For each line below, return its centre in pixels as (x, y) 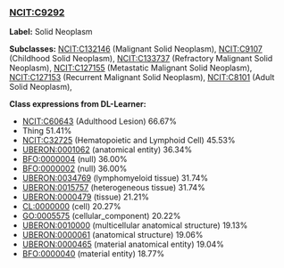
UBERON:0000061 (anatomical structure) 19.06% (113, 235)
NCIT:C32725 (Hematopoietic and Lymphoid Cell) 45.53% (129, 141)
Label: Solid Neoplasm (51, 32)
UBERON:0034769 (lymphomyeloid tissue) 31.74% (115, 178)
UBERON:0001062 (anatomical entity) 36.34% (107, 150)
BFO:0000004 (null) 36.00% (75, 159)
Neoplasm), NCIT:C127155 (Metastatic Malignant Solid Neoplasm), (131, 68)
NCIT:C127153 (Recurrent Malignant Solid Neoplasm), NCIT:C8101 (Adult (142, 77)
